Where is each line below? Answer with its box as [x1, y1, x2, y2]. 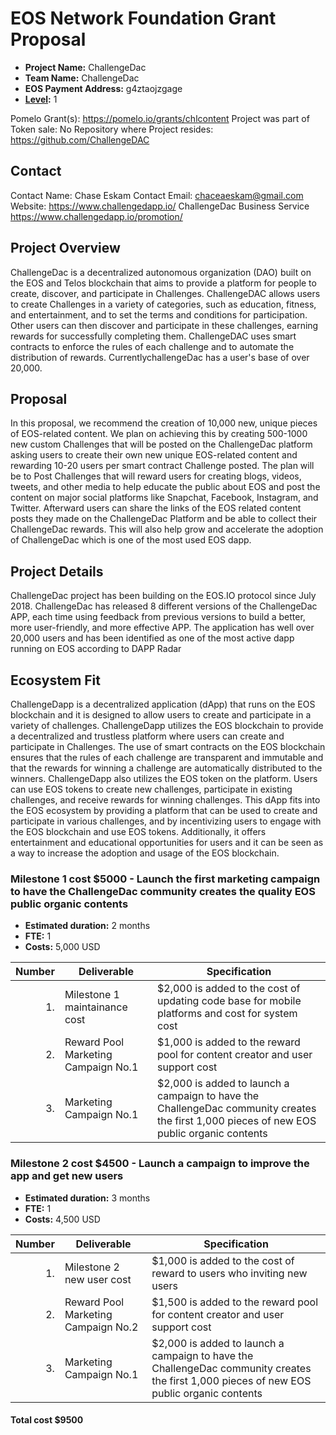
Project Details [10, 563, 104, 580]
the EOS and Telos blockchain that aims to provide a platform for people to [10, 277, 317, 289]
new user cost [64, 1272, 132, 1286]
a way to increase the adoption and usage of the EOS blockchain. [10, 847, 280, 859]
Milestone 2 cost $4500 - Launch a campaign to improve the [10, 1157, 310, 1171]
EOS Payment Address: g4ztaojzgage [24, 82, 183, 94]
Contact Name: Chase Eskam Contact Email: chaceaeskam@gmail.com [10, 189, 304, 201]
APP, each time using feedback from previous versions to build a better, [10, 611, 306, 623]
